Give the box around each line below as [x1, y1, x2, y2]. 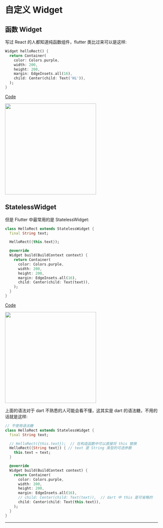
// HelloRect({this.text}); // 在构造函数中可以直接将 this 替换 [9, 441, 137, 446]
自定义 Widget [5, 4, 63, 16]
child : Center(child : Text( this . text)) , [17, 500, 101, 505]
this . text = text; [14, 450, 51, 455]
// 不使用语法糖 [5, 423, 33, 428]
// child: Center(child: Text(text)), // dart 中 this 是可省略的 [17, 495, 153, 500]
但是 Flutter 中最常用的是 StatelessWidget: [5, 217, 90, 222]
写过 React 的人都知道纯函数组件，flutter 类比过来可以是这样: [5, 39, 127, 45]
